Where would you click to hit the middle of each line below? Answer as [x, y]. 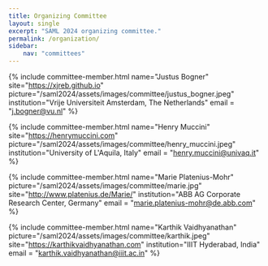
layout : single [34, 24]
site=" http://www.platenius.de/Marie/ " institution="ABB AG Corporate [125, 194]
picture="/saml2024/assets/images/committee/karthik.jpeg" [109, 236]
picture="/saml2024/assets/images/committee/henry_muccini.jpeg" [122, 144]
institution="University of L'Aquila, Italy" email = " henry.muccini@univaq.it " [134, 152]
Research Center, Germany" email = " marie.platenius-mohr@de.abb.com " [132, 203]
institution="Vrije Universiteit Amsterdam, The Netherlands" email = [122, 103]
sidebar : [23, 46]
